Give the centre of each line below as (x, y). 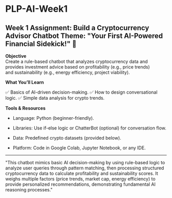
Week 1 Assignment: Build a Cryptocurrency (77, 28)
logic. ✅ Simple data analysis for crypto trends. (55, 98)
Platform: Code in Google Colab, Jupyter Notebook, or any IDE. (79, 148)
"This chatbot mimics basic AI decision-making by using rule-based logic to (85, 162)
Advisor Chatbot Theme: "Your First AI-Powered (84, 36)
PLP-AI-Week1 (37, 9)
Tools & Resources (26, 108)
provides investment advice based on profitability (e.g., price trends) (78, 67)
